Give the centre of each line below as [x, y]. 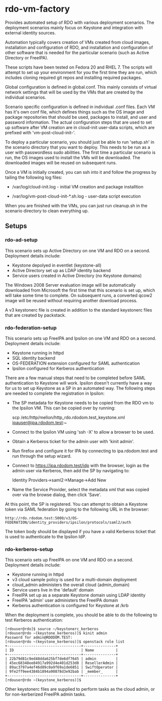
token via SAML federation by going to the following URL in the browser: [77, 509]
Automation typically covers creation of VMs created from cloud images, [78, 42]
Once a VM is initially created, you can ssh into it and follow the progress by [81, 172]
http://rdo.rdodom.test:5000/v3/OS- [42, 518]
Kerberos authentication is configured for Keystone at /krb [70, 606]
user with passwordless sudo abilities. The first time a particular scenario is [80, 152]
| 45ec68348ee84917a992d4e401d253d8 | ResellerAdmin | [62, 663]
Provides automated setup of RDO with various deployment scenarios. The [80, 22]
